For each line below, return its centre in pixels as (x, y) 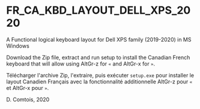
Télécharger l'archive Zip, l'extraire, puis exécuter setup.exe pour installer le (100, 75)
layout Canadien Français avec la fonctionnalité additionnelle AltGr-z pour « (99, 82)
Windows (18, 46)
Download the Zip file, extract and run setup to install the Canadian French (98, 57)
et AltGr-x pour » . (28, 88)
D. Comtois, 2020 (28, 99)
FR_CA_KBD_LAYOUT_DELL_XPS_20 (98, 10)
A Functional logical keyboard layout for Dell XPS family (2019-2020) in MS (99, 39)
